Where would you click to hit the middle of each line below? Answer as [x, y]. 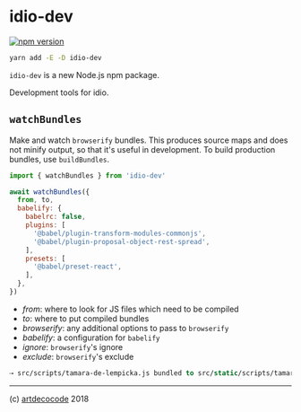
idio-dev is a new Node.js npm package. [84, 75]
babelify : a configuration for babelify [91, 337]
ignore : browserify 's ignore [73, 346]
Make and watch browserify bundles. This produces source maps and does [149, 140]
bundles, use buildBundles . [60, 159]
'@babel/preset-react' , [77, 267]
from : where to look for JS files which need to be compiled [130, 309]
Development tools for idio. [59, 92]
